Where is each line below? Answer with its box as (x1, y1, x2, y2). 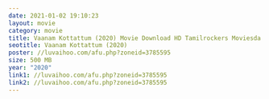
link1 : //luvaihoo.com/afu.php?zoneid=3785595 (8, 71, 168, 79)
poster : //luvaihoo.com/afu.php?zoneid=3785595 (8, 49, 172, 57)
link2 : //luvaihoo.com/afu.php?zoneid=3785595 (8, 78, 168, 86)
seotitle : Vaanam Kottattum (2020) (8, 42, 128, 49)
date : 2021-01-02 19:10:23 (8, 11, 99, 20)
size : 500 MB (8, 57, 52, 65)
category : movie (8, 26, 63, 34)
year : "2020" (8, 64, 52, 72)
